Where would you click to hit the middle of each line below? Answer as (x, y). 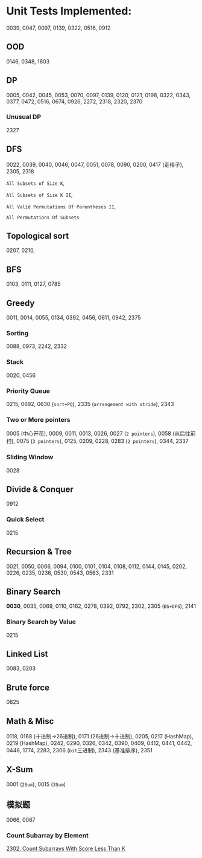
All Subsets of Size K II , (39, 195)
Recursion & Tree (39, 552)
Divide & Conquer (40, 489)
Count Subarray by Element (48, 835)
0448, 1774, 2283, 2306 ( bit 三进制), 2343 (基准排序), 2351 (79, 750)
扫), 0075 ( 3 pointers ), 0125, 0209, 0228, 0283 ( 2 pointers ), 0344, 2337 (97, 441)
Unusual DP (24, 117)
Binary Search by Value (41, 622)
